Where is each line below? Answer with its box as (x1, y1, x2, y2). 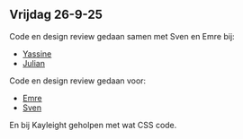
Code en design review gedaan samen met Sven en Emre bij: (9, 30, 236, 41)
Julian (22, 57, 45, 68)
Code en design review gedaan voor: (9, 75, 147, 86)
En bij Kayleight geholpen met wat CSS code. (9, 119, 177, 130)
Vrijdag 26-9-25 (9, 7, 103, 22)
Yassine (22, 48, 52, 59)
